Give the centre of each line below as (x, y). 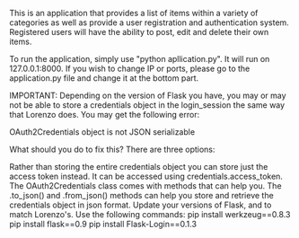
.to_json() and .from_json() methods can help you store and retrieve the (141, 195)
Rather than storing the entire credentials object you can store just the (139, 167)
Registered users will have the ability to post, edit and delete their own (139, 32)
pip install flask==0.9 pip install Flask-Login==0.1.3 (103, 224)
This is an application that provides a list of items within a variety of (134, 13)
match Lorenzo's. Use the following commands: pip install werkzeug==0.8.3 (150, 214)
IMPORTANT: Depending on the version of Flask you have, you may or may (148, 95)
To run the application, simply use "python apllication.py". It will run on (140, 59)
